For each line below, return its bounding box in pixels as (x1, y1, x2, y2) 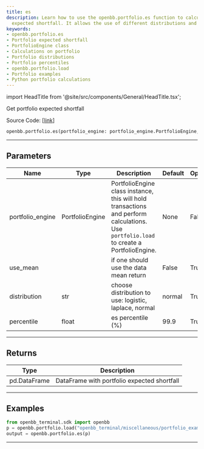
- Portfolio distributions (6, 54, 75, 60)
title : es (6, 8, 32, 15)
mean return (111, 271, 146, 279)
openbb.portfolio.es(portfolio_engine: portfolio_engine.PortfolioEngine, (6, 129, 200, 135)
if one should (111, 255, 149, 264)
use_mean (9, 263, 39, 272)
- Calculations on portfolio (6, 49, 80, 55)
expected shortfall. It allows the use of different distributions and (12, 20, 197, 26)
